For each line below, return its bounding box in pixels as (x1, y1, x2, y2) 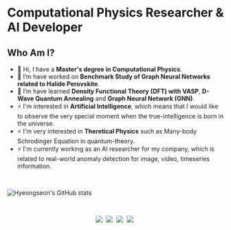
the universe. (16, 119, 55, 127)
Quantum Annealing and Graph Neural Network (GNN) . (35, 94, 195, 103)
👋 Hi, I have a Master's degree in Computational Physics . (16, 65, 182, 73)
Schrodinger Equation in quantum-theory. (16, 137, 135, 145)
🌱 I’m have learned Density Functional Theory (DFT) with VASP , (16, 87, 201, 95)
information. (16, 162, 52, 170)
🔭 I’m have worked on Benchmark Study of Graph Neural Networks (16, 72, 211, 81)
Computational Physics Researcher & (7, 5, 224, 21)
